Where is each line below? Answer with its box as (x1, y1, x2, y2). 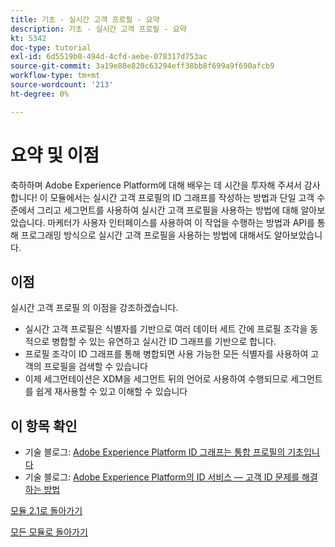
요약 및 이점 (10, 144, 100, 166)
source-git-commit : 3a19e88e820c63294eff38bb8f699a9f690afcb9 (10, 61, 275, 71)
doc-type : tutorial (10, 42, 92, 53)
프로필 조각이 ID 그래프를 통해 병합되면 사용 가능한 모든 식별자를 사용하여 (24, 348, 309, 360)
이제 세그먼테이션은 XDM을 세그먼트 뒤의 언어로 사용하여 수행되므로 (24, 373, 289, 385)
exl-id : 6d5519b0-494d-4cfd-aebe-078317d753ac (10, 52, 208, 62)
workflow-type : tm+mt (10, 71, 101, 81)
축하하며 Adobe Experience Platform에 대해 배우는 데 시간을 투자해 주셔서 (10, 179, 302, 191)
